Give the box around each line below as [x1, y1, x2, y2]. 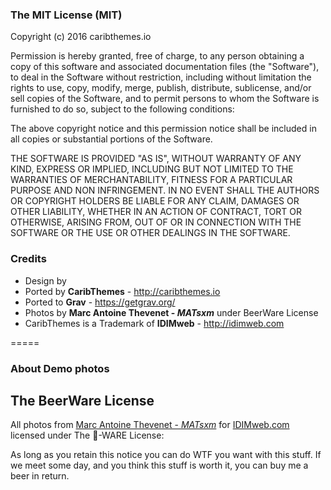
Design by [24, 274, 67, 287]
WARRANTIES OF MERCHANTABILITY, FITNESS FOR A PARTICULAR [10, 174, 293, 186]
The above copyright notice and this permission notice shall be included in [10, 123, 317, 135]
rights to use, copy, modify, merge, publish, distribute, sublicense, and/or [10, 82, 312, 94]
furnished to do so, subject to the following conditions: [10, 103, 235, 115]
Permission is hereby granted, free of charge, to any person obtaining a [10, 50, 305, 62]
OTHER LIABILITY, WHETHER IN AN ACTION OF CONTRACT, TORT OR [10, 206, 302, 218]
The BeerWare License [10, 392, 155, 409]
